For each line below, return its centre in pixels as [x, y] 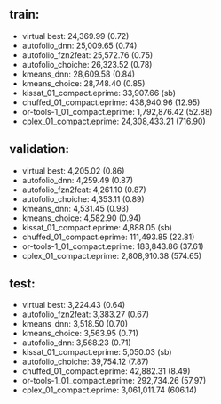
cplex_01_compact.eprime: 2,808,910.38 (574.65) [112, 255]
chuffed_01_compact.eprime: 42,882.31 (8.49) [106, 371]
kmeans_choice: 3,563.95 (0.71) [80, 334]
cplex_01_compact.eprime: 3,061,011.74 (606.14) [110, 390]
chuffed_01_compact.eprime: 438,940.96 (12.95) [111, 102]
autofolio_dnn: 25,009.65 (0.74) [79, 45]
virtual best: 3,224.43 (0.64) [74, 305]
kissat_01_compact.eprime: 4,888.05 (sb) [97, 227]
